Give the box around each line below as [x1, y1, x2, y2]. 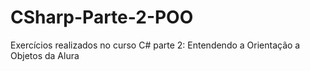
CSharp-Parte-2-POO [10, 6, 194, 29]
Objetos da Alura [10, 49, 80, 61]
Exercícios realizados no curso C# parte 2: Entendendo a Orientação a [10, 39, 301, 51]
